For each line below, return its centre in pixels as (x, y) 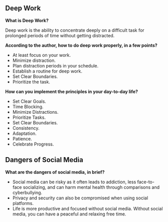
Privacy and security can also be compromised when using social (80, 198)
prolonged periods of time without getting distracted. (60, 35)
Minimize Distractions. (35, 112)
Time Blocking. (28, 106)
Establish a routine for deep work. (47, 71)
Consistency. (26, 128)
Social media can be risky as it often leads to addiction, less (74, 182)
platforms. (23, 203)
